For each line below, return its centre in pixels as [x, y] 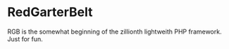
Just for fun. [25, 38]
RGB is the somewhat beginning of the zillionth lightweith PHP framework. [114, 31]
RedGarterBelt [50, 12]
